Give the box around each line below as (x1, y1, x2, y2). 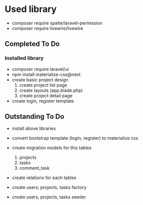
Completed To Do (4, 40, 60, 48)
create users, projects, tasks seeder (11, 194, 86, 200)
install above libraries (11, 126, 56, 132)
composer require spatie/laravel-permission (11, 20, 103, 26)
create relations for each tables (11, 175, 76, 181)
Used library (4, 3, 57, 15)
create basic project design (11, 76, 68, 83)
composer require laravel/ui (11, 66, 69, 72)
